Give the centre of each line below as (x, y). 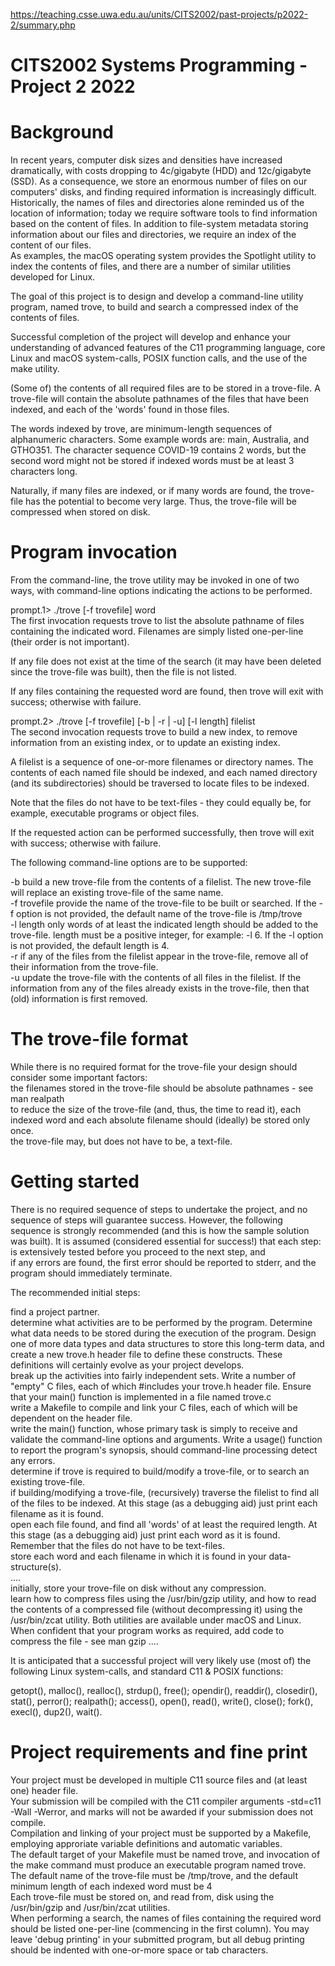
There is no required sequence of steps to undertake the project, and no (159, 1209)
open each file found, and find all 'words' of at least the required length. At (164, 1524)
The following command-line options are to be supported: (129, 863)
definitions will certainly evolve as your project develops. (127, 1365)
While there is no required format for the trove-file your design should (154, 1067)
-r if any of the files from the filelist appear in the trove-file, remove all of (159, 956)
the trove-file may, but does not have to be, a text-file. (121, 1141)
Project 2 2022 (73, 86)
